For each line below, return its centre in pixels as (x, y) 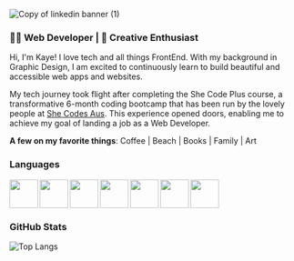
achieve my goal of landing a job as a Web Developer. (110, 124)
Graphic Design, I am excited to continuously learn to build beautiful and (145, 67)
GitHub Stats (38, 226)
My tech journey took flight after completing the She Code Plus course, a (146, 95)
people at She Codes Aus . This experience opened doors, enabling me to (147, 114)
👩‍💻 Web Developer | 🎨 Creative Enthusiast (104, 37)
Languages (35, 165)
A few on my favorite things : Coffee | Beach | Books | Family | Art (133, 141)
